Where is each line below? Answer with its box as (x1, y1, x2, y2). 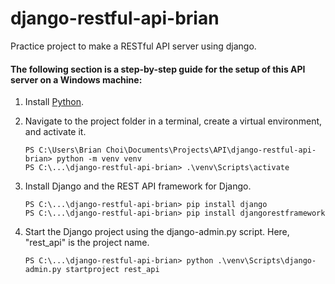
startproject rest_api (65, 265, 160, 275)
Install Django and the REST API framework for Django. (24, 180, 252, 192)
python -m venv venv (56, 154, 142, 164)
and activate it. (24, 126, 87, 138)
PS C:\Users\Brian (24, 145, 102, 156)
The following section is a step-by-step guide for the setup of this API (10, 63, 306, 75)
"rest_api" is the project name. (24, 237, 150, 249)
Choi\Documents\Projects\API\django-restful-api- (105, 145, 317, 156)
